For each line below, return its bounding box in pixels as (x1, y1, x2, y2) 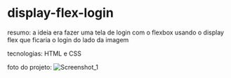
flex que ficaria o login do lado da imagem (7, 35, 129, 44)
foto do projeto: (7, 63, 53, 71)
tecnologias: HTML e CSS (7, 49, 82, 58)
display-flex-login (7, 5, 114, 21)
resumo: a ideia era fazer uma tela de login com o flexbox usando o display (7, 28, 225, 37)
